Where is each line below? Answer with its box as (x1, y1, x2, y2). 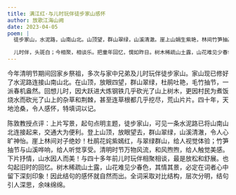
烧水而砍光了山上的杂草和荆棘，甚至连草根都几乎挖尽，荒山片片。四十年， (7, 95, 223, 104)
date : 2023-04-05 (7, 23, 58, 30)
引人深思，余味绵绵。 (7, 180, 69, 189)
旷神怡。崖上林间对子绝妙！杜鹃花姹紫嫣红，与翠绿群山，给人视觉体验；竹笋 (7, 137, 229, 144)
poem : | (7, 29, 30, 37)
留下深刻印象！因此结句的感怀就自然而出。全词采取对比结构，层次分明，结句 (7, 172, 229, 180)
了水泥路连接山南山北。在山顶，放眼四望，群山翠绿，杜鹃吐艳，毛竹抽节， (7, 78, 223, 86)
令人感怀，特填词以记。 (31, 105, 100, 112)
